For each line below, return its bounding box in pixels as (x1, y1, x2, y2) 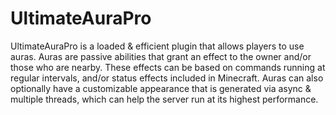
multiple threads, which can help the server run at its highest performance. (10, 93, 319, 105)
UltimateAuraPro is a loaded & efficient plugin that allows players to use (10, 40, 305, 52)
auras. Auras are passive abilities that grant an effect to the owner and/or (10, 50, 312, 62)
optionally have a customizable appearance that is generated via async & (10, 82, 312, 94)
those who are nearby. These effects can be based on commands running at (10, 61, 326, 73)
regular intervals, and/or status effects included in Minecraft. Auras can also (10, 72, 324, 84)
